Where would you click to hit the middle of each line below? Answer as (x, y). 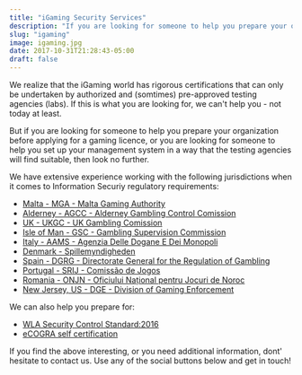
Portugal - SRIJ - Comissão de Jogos (91, 270)
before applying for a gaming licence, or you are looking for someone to (142, 140)
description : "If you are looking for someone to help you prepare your (148, 26)
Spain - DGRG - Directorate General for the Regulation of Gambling (146, 261)
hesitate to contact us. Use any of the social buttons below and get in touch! (151, 361)
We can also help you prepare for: (72, 307)
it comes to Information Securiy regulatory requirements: (114, 186)
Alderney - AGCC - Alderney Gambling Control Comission (129, 213)
